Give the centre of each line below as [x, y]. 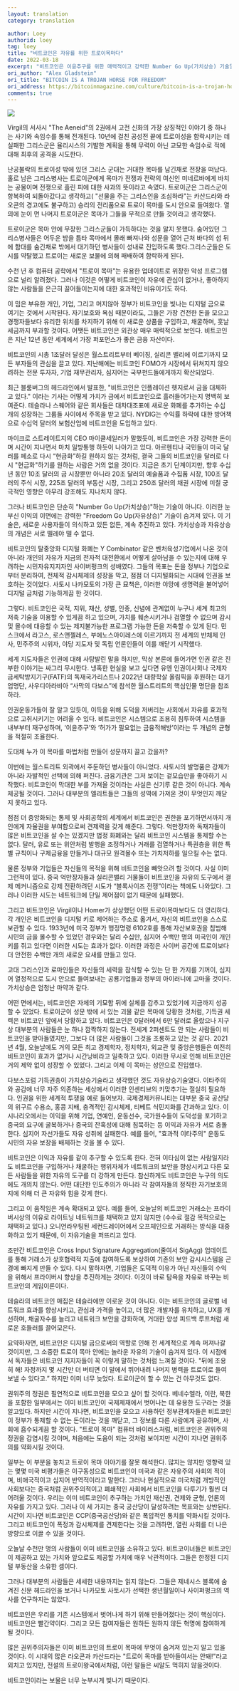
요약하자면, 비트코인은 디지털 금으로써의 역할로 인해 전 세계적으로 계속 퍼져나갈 [117, 1343]
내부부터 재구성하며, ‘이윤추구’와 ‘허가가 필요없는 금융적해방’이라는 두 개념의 [112, 728]
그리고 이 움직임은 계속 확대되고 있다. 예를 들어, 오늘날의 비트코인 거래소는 [110, 1209]
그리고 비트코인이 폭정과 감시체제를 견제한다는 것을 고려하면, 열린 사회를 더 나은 [117, 1524]
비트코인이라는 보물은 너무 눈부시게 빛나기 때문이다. [79, 1680]
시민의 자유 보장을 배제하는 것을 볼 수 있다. [66, 1143]
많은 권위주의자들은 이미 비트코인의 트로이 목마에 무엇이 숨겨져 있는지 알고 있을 [117, 1648]
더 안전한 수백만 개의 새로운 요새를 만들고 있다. [72, 954]
